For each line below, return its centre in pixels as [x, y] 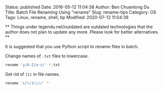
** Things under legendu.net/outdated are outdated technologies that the [79, 27]
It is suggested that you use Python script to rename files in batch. [72, 46]
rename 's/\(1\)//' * [27, 83]
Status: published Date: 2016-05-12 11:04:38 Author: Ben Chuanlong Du [77, 7]
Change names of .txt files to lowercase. [47, 56]
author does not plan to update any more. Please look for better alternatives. [82, 32]
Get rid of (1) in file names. [33, 74]
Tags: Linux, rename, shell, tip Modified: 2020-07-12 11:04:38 [67, 17]
